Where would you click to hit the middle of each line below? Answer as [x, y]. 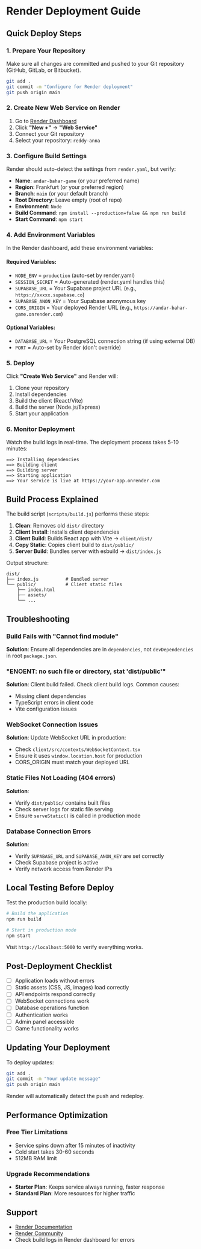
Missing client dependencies [51, 696]
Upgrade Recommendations [48, 1174]
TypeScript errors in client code [54, 703]
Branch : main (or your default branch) [61, 194]
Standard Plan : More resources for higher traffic [75, 1193]
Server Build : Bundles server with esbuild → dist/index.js [88, 551]
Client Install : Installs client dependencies [67, 532]
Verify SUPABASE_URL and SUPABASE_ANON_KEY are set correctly [89, 856]
